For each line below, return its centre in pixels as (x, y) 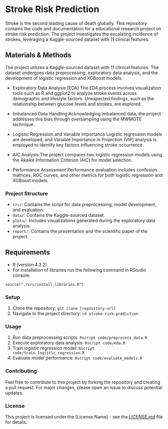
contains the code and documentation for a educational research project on (83, 28)
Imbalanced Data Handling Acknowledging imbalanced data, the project (87, 113)
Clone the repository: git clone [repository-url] (64, 308)
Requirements (28, 252)
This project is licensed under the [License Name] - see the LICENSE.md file (84, 417)
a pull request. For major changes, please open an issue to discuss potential (84, 387)
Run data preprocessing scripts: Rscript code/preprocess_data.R (80, 338)
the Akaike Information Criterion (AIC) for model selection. (72, 160)
